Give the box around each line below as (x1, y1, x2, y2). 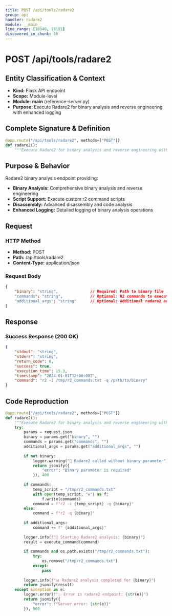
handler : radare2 (5, 17, 42, 22)
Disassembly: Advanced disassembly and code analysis (12, 201, 133, 208)
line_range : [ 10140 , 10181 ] (5, 27, 66, 32)
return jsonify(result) (24, 582, 74, 588)
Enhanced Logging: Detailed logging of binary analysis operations (12, 207, 154, 213)
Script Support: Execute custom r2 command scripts (12, 196, 125, 202)
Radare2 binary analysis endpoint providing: (5, 175, 98, 181)
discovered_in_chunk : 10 (5, 31, 58, 36)
